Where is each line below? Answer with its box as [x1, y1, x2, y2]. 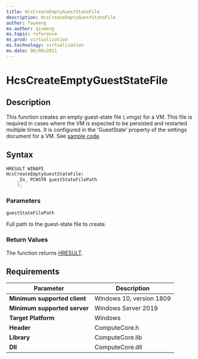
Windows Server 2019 [94, 304, 158, 312]
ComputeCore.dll [94, 343, 143, 351]
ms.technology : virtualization [6, 43, 84, 49]
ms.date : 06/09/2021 [6, 48, 58, 54]
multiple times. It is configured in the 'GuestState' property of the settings [6, 126, 187, 133]
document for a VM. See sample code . [6, 132, 101, 140]
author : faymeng [6, 20, 47, 26]
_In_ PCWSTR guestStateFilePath [17, 177, 97, 183]
